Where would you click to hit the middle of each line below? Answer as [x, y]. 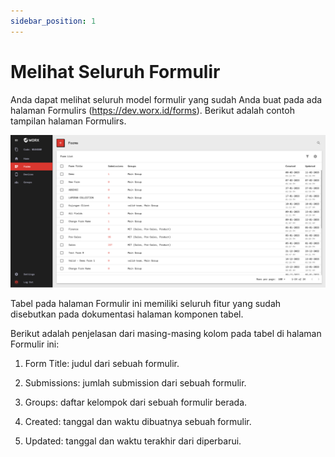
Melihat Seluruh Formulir [115, 71]
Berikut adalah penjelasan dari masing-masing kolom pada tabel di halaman [166, 333]
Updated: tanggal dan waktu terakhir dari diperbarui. [133, 441]
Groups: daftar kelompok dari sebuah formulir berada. [136, 402]
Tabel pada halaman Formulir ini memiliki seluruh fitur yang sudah [146, 303]
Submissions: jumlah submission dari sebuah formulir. [135, 382]
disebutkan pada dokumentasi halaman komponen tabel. [127, 314]
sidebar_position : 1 [53, 21]
